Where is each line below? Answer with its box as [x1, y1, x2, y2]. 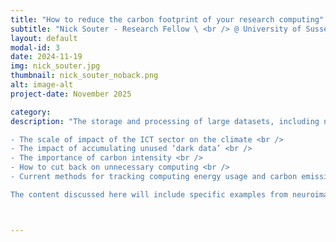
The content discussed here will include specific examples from [10, 189, 288, 200]
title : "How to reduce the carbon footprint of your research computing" [10, 14, 325, 25]
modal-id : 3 [10, 42, 60, 53]
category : [10, 107, 52, 117]
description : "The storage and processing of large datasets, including [10, 116, 320, 126]
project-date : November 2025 [10, 89, 132, 99]
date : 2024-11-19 [10, 52, 83, 62]
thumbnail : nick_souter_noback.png [10, 71, 159, 81]
